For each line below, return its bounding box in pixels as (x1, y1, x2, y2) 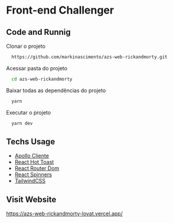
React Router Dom (14, 165, 60, 172)
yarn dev (11, 120, 33, 126)
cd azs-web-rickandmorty (11, 76, 73, 82)
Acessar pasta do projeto (6, 64, 68, 71)
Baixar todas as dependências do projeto (6, 87, 106, 94)
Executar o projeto (6, 109, 51, 116)
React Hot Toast (14, 159, 54, 166)
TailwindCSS (14, 178, 46, 185)
